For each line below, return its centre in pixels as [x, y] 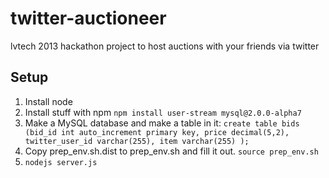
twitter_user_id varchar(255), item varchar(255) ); [137, 141]
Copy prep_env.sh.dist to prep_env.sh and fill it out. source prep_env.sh [171, 151]
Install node [48, 101]
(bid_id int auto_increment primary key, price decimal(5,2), [157, 132]
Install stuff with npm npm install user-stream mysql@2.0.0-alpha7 [163, 112]
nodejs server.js [61, 162]
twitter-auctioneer [88, 18]
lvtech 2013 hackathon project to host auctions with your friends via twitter [165, 46]
